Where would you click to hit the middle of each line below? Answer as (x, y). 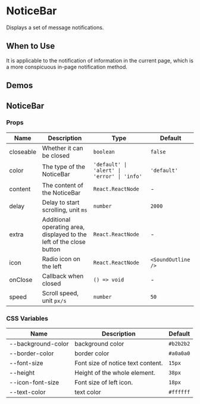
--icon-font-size (34, 383)
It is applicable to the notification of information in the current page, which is (100, 60)
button (51, 249)
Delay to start (61, 202)
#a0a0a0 (179, 353)
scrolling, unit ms (65, 209)
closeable (23, 152)
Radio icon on (61, 259)
